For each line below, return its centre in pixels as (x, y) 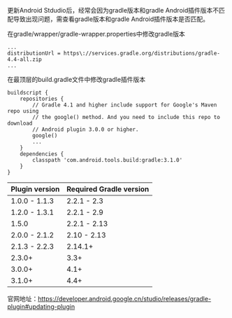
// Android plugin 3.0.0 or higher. (86, 130)
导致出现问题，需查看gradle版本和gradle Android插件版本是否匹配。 (111, 19)
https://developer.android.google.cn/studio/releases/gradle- (125, 299)
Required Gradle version (108, 189)
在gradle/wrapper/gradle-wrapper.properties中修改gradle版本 (96, 34)
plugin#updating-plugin (41, 306)
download (20, 123)
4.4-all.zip (24, 60)
